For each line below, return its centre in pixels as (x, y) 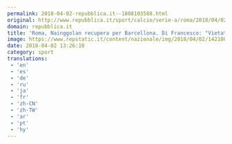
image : (17, 39)
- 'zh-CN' (24, 104)
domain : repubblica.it (40, 26)
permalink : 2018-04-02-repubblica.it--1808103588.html (88, 13)
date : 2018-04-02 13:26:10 (46, 46)
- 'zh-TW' (24, 110)
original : (21, 20)
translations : (28, 59)
